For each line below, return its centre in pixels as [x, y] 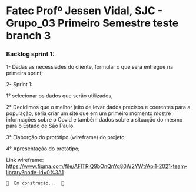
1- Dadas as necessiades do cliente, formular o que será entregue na [90, 67]
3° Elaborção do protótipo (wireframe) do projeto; [66, 137]
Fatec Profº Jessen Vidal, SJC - [84, 11]
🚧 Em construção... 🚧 [35, 183]
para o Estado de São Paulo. [40, 126]
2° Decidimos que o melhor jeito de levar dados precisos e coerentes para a [98, 107]
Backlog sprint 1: [30, 54]
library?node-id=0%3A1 [35, 173]
